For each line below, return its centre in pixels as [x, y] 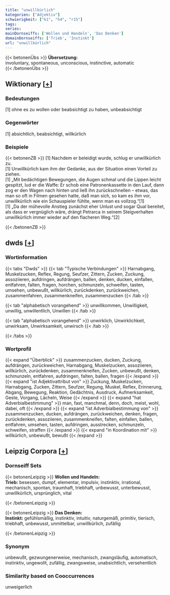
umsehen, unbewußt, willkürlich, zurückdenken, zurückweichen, [73, 290]
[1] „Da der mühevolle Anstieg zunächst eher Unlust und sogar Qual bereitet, [85, 206]
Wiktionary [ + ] [29, 84]
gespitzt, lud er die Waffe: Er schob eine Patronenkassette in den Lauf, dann [85, 185]
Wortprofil [18, 349]
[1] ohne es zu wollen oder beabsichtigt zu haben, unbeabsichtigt [74, 110]
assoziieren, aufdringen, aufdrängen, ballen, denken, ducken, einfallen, [79, 279]
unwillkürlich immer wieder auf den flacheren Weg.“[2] [63, 217]
